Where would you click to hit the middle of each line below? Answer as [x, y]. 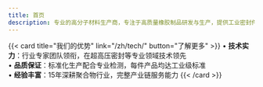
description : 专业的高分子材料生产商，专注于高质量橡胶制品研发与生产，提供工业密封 [130, 23]
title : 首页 [26, 15]
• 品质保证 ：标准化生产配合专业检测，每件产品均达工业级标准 [107, 65]
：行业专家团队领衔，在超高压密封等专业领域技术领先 [101, 55]
